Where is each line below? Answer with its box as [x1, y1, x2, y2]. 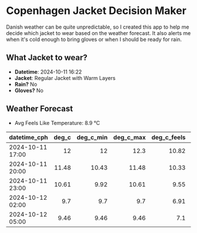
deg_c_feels [151, 133, 186, 141]
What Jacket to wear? [6, 53, 88, 62]
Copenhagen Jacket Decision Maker [6, 4, 186, 18]
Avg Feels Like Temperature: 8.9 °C [14, 119, 100, 126]
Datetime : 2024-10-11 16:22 [14, 68, 82, 75]
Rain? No [14, 81, 38, 88]
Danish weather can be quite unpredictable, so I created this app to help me [6, 23, 189, 30]
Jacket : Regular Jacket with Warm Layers [14, 74, 116, 81]
